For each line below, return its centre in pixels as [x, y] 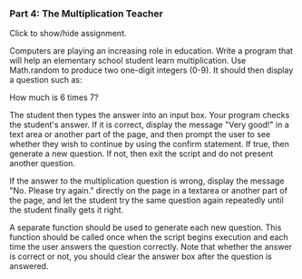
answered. [29, 266]
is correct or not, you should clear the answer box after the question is [141, 256]
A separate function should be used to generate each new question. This [146, 228]
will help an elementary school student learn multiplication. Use [128, 61]
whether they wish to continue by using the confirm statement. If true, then [150, 144]
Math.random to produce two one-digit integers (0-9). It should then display [151, 70]
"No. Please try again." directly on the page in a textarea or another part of [149, 191]
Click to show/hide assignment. [68, 34]
